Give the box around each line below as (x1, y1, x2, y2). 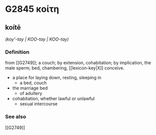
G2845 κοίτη (5, 3, 59, 15)
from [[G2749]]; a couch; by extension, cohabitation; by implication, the (5, 60, 151, 66)
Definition (5, 48, 30, 55)
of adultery (19, 90, 43, 96)
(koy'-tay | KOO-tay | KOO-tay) (5, 36, 69, 42)
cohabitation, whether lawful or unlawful (12, 95, 95, 102)
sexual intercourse (19, 101, 58, 107)
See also (5, 113, 26, 120)
